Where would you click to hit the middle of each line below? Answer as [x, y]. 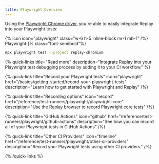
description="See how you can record [116, 121]
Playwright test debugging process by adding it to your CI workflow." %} [78, 67]
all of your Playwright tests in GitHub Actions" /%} [55, 127]
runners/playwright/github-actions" [41, 121]
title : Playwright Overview [34, 10]
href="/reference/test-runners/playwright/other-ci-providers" [67, 141]
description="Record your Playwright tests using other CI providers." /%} [79, 146]
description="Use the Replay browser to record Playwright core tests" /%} [80, 107]
